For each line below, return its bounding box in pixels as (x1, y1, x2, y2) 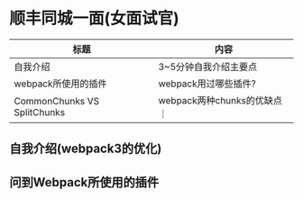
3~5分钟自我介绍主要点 (158, 60, 258, 73)
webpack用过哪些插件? (158, 77, 257, 90)
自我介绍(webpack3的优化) (9, 141, 162, 157)
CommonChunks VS (14, 94, 100, 107)
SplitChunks (14, 105, 66, 118)
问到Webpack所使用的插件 (9, 175, 160, 190)
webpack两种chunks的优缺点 (158, 94, 282, 106)
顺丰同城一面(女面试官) (9, 8, 180, 29)
